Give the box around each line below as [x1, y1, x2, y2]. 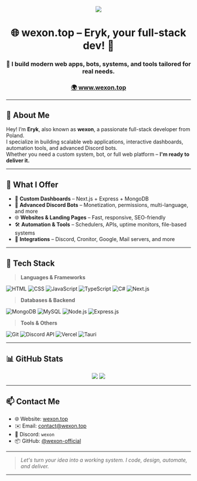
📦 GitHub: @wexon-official [14, 437, 81, 444]
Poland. [6, 132, 25, 139]
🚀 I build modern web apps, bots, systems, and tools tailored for [6, 60, 191, 68]
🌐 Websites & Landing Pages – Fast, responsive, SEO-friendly [14, 214, 166, 221]
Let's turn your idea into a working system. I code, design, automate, [20, 456, 188, 463]
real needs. [81, 68, 116, 76]
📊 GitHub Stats [6, 354, 63, 364]
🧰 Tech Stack [6, 258, 55, 268]
